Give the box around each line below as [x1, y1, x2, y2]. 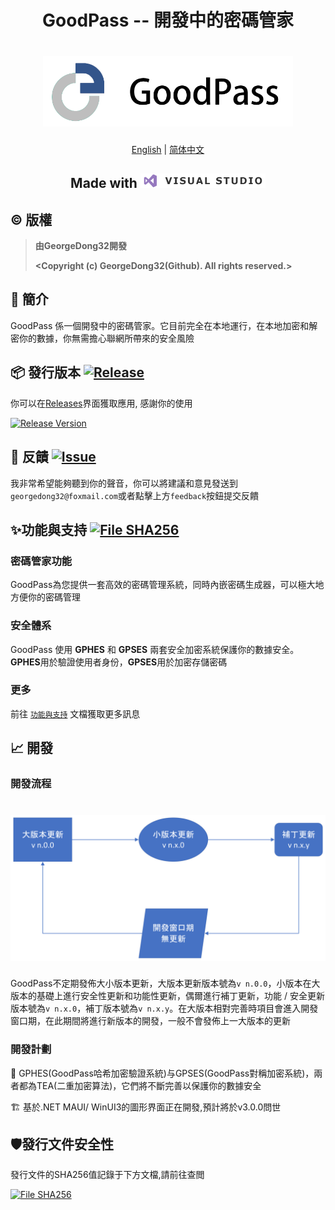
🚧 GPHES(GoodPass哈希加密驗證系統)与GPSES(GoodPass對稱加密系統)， [10, 1067, 315, 1079]
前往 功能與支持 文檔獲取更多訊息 [10, 707, 141, 720]
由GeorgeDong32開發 [34, 240, 127, 252]
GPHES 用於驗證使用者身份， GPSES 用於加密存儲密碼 [10, 656, 228, 668]
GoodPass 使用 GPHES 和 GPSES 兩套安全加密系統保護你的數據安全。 [10, 643, 300, 655]
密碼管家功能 [10, 554, 73, 568]
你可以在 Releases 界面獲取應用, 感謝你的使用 [10, 397, 193, 409]
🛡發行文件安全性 [10, 1136, 115, 1153]
